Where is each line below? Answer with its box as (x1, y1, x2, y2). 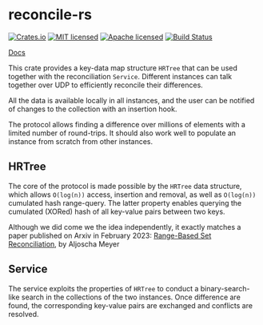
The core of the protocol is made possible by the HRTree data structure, (8, 181, 242, 191)
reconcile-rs (8, 6, 92, 24)
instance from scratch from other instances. (8, 136, 153, 146)
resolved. (8, 309, 39, 319)
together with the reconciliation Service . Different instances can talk (8, 71, 233, 81)
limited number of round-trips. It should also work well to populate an (8, 128, 237, 138)
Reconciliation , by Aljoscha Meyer (8, 239, 120, 249)
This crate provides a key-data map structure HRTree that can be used (8, 62, 238, 73)
